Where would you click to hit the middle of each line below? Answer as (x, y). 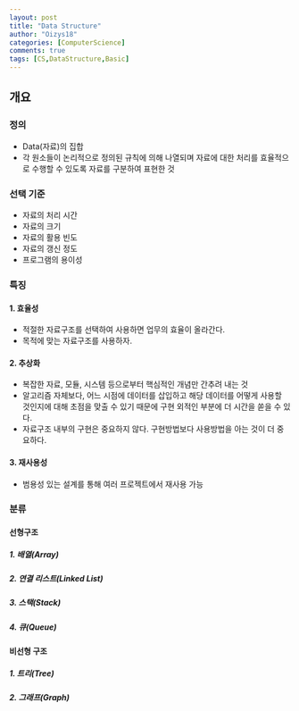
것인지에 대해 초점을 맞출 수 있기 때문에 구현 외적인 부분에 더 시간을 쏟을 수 (152, 406)
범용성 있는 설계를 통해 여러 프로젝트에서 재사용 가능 (112, 484)
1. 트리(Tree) (32, 673)
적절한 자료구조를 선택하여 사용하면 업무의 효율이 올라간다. (124, 330)
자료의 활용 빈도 (50, 237)
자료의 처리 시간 (50, 214)
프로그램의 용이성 (52, 259)
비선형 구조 (28, 651)
